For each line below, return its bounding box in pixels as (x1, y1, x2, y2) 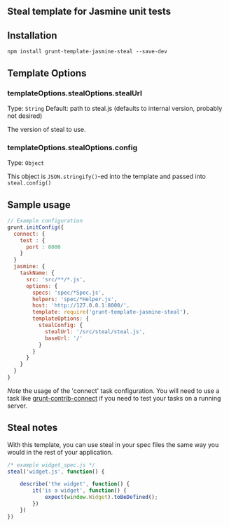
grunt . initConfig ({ (7, 224, 64, 231)
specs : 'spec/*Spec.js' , (32, 289, 105, 296)
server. (7, 401, 28, 410)
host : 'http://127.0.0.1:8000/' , (32, 302, 130, 309)
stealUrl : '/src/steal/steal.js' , (44, 328, 146, 335)
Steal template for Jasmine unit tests (7, 6, 172, 18)
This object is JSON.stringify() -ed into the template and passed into (7, 172, 207, 181)
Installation (7, 29, 57, 41)
